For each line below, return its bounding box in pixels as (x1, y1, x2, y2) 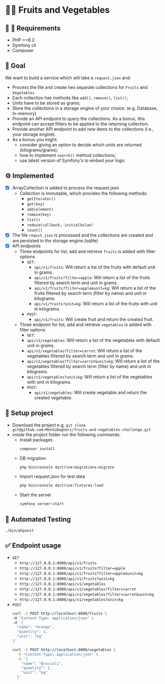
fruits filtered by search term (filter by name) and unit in (34, 290, 147, 296)
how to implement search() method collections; (19, 152, 116, 158)
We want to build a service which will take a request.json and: (5, 75, 131, 81)
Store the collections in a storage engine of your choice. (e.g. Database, (12, 105, 158, 111)
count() (27, 228, 43, 233)
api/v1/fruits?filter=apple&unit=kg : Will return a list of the (34, 285, 156, 291)
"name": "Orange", (17, 625, 55, 630)
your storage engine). (12, 131, 56, 137)
